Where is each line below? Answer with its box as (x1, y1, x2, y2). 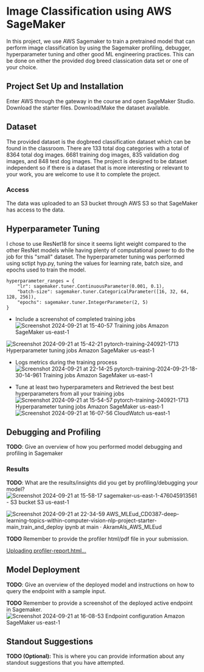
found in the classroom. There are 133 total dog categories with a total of (6, 144, 189, 152)
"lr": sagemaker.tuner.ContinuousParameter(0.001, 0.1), (17, 283, 165, 289)
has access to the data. (6, 206, 65, 213)
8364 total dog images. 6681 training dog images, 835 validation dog (6, 151, 180, 158)
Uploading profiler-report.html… (6, 547, 86, 554)
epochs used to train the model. (6, 266, 86, 273)
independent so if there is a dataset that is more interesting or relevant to (6, 164, 189, 171)
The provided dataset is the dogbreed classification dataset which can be (6, 138, 191, 145)
